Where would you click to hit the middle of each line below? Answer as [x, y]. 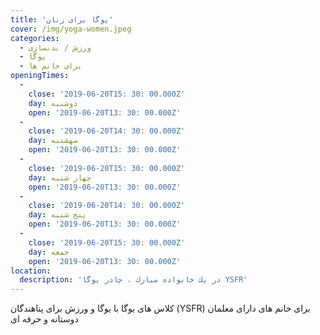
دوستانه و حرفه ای [44, 319]
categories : [35, 38]
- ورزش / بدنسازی [55, 47]
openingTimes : [40, 76]
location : [31, 271]
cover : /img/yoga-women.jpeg [71, 29]
